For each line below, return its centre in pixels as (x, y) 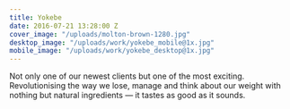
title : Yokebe (36, 17)
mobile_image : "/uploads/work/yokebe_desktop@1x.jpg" (112, 51)
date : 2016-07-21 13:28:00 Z (64, 26)
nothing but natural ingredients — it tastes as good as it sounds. (127, 96)
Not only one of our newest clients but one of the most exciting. (127, 76)
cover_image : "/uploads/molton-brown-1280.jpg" (100, 34)
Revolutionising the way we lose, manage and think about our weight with (145, 86)
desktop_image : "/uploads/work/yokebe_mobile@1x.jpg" (112, 42)
